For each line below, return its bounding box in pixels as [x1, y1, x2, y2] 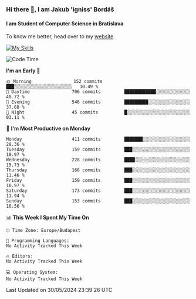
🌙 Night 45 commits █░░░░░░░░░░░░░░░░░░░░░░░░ [6, 109, 191, 115]
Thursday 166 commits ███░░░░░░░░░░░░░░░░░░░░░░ [6, 167, 191, 173]
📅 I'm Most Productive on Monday [6, 125, 91, 132]
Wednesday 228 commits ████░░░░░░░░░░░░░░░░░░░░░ [6, 157, 191, 163]
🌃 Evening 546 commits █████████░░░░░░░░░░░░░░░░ [6, 99, 191, 105]
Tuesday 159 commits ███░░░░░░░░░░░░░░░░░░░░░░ [6, 147, 191, 152]
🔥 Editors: [6, 253, 33, 260]
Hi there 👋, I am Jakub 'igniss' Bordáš [6, 5, 114, 14]
